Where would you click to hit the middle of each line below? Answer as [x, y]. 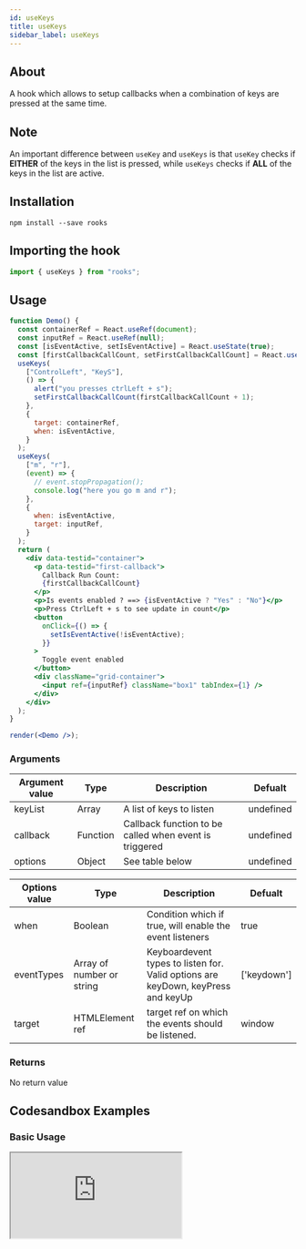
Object [92, 862]
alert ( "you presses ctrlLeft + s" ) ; [103, 389]
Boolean [91, 926]
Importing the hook [65, 251]
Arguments [35, 759]
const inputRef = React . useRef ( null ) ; [92, 338]
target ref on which [187, 1012]
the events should [184, 1024]
